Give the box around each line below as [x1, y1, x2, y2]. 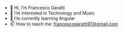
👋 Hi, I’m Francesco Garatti [9, 5, 65, 10]
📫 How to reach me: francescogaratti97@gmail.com [9, 21, 119, 27]
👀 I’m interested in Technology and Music [9, 10, 95, 16]
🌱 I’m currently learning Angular [9, 15, 76, 21]
